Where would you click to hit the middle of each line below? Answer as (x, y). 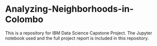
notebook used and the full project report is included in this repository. (77, 38)
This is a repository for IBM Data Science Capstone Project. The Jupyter (79, 33)
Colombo (24, 19)
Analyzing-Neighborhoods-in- (69, 9)
